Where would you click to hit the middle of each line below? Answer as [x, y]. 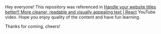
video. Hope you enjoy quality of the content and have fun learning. [73, 17]
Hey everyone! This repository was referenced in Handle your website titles [81, 7]
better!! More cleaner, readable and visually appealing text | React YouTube [80, 12]
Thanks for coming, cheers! [33, 26]
